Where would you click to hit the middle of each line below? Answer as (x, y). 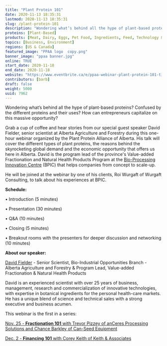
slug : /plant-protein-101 (32, 24)
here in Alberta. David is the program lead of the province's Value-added (80, 154)
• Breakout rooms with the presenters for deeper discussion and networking (83, 238)
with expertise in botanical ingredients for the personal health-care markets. (83, 294)
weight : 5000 (19, 89)
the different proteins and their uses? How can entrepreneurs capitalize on (81, 113)
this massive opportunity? (32, 118)
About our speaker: (26, 253)
